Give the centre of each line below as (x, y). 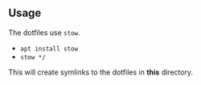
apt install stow (49, 49)
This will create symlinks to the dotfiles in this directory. (101, 72)
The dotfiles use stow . (44, 32)
